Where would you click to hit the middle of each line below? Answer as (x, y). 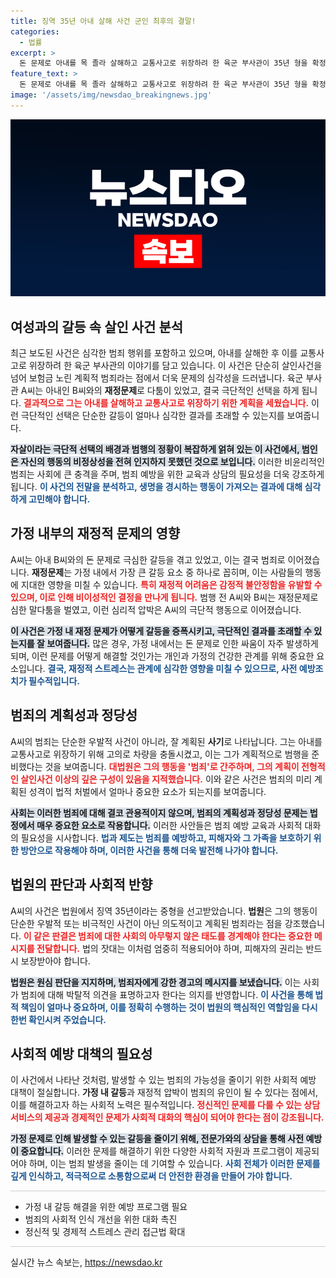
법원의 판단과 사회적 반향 (81, 885)
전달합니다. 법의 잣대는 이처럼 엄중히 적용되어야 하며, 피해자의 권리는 (170, 948)
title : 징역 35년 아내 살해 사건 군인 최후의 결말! (103, 21)
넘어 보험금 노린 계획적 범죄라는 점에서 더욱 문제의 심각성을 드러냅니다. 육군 (157, 378)
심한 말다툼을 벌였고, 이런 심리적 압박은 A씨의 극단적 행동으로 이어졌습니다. (156, 609)
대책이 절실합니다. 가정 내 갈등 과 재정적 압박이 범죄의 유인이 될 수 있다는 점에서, (164, 1092)
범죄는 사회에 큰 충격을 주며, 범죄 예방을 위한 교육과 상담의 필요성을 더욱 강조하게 (167, 474)
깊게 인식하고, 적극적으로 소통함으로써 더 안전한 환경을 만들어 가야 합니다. (151, 1176)
